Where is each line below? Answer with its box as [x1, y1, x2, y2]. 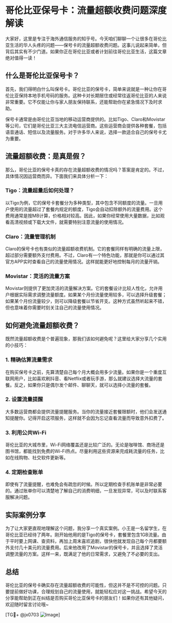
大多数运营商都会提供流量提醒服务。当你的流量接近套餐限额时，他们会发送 [5, 408, 162, 414]
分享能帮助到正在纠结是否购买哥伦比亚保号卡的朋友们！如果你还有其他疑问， [5, 595, 167, 601]
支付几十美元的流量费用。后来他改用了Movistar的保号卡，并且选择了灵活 [9, 544, 163, 551]
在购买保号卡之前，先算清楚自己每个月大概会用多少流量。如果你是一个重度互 [5, 369, 167, 375]
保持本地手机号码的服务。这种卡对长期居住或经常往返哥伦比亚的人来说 [18, 92, 167, 98]
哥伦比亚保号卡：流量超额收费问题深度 [5, 5, 167, 16]
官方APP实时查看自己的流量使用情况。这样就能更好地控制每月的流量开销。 [5, 259, 162, 265]
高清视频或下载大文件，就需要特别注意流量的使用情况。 [9, 219, 126, 225]
